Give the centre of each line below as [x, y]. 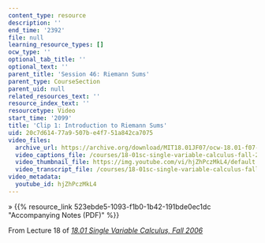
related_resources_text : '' [54, 96]
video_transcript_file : [54, 170]
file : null [26, 37]
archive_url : [37, 148]
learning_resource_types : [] [56, 45]
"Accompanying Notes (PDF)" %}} [64, 215]
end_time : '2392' [37, 30]
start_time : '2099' [40, 118]
